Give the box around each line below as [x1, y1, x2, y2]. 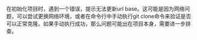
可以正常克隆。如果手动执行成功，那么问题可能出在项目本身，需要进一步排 [6, 20, 191, 27]
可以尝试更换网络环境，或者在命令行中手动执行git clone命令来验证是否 [16, 13, 192, 20]
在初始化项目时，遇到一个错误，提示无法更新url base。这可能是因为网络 [6, 5, 185, 12]
